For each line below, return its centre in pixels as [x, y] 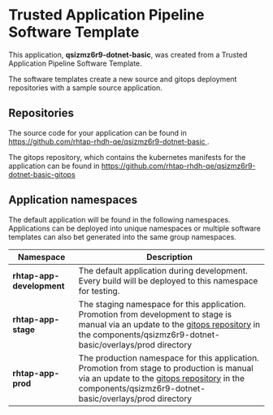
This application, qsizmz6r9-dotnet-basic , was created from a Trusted [128, 54]
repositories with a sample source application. [85, 88]
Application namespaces [73, 200]
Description [169, 257]
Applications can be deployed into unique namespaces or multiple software [135, 228]
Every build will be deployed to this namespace [168, 280]
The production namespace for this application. [169, 357]
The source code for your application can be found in [97, 132]
